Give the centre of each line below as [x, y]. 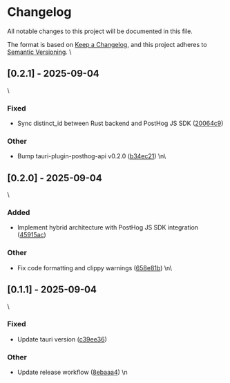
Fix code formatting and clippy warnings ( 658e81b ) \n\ [95, 268]
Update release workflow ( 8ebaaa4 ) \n [72, 372]
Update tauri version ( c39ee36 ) [62, 339]
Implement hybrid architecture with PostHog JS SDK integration [108, 227]
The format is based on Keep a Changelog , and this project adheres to [107, 44]
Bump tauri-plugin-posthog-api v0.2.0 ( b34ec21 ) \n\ [92, 156]
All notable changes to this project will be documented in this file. [100, 31]
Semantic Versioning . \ [39, 52]
